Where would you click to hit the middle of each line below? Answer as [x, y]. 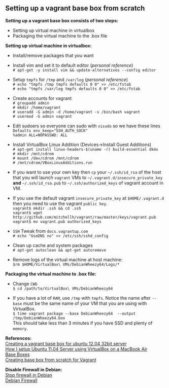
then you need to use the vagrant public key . [60, 203]
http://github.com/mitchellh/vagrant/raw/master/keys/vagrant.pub [84, 217]
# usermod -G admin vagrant [42, 116]
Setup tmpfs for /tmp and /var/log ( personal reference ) [70, 79]
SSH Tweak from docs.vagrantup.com [50, 231]
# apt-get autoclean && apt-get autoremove [59, 250]
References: [19, 338]
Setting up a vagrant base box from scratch [75, 8]
